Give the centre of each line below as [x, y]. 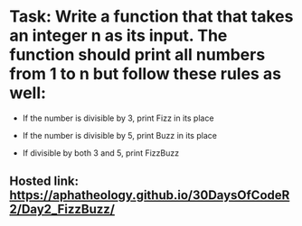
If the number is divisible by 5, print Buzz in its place [119, 135]
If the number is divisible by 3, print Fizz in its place [118, 118]
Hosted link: [44, 181]
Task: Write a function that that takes [151, 17]
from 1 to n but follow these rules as [146, 74]
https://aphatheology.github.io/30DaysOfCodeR [150, 195]
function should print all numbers [137, 55]
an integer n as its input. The [118, 36]
